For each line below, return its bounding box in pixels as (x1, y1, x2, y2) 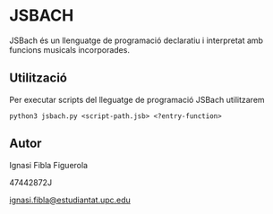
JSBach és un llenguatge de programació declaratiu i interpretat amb (9, 35, 264, 46)
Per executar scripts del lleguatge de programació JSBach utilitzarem (9, 94, 266, 105)
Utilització (9, 71, 67, 86)
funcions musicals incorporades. (9, 44, 130, 55)
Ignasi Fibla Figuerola (9, 159, 88, 170)
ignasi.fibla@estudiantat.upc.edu (9, 194, 132, 205)
